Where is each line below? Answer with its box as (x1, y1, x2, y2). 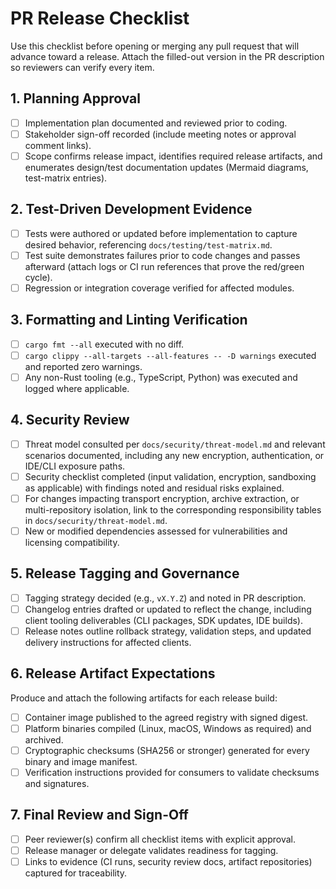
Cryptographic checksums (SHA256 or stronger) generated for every (24, 744, 310, 756)
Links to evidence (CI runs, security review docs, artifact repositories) (24, 856, 313, 867)
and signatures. (24, 778, 90, 790)
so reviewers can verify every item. (10, 61, 155, 73)
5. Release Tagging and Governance (10, 565, 240, 582)
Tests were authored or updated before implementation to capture (24, 227, 298, 239)
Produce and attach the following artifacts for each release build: (10, 692, 278, 704)
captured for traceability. (24, 867, 128, 879)
